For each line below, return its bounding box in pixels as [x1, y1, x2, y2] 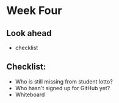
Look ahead [6, 28, 52, 38]
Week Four [6, 4, 62, 18]
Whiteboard [15, 91, 45, 98]
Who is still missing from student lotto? [15, 77, 113, 85]
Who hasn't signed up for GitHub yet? [15, 84, 110, 91]
